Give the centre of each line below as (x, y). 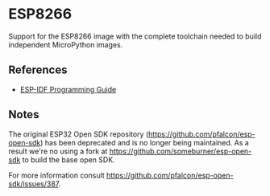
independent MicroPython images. (66, 44)
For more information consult (56, 175)
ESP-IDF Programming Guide (68, 89)
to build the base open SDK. (69, 159)
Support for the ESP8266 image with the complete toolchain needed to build (135, 36)
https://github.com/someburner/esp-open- (181, 151)
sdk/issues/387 (33, 184)
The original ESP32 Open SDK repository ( (79, 134)
